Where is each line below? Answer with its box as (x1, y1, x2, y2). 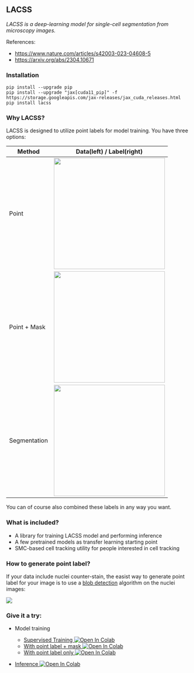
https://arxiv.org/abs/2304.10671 (14, 56, 95, 63)
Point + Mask (9, 323, 46, 331)
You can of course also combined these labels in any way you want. (6, 504, 172, 511)
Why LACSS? (6, 114, 46, 122)
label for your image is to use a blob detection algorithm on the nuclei (6, 579, 176, 586)
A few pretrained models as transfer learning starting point (14, 538, 158, 545)
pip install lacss (6, 100, 51, 106)
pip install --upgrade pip (6, 84, 73, 91)
